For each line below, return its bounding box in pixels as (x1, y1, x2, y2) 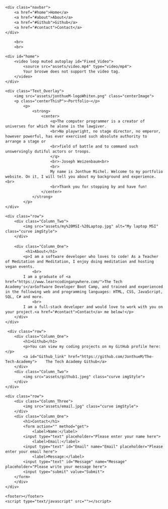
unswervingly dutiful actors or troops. (5, 149, 92, 154)
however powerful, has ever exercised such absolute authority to (5, 134, 147, 139)
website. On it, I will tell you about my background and (5, 174, 129, 179)
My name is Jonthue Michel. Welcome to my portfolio (50, 169, 163, 174)
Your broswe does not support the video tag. (23, 69, 121, 74)
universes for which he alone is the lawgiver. (5, 124, 107, 129)
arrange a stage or (5, 139, 46, 144)
